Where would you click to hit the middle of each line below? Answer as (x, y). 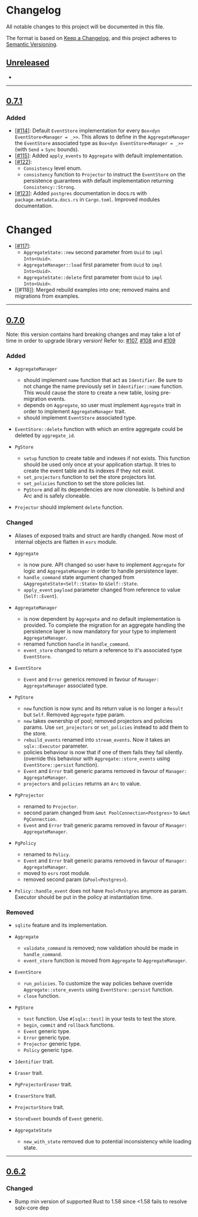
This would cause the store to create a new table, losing (91, 393)
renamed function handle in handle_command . (76, 644)
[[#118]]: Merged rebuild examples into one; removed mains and (92, 290)
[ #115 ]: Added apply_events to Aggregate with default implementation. (99, 156)
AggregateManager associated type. (65, 685)
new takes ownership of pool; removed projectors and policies (98, 721)
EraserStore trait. (36, 1096)
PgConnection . (40, 819)
